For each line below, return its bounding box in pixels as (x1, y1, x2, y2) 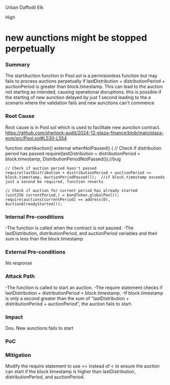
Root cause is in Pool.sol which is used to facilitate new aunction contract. (5, 124, 161, 130)
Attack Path (5, 273, 35, 280)
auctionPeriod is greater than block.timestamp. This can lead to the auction (5, 84, 163, 90)
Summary (5, 61, 31, 68)
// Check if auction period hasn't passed (5, 165, 97, 171)
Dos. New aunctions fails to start (5, 325, 74, 331)
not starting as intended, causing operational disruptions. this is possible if (5, 89, 161, 95)
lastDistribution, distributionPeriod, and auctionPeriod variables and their (5, 230, 158, 236)
